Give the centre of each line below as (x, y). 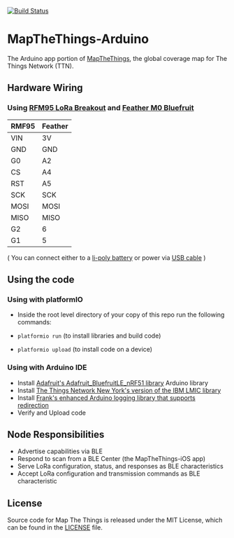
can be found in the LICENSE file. (55, 527)
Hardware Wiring (45, 88)
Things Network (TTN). (41, 66)
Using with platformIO (45, 299)
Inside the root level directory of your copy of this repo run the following (121, 315)
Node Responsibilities (56, 435)
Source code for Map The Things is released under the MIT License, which (115, 520)
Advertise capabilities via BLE (60, 451)
